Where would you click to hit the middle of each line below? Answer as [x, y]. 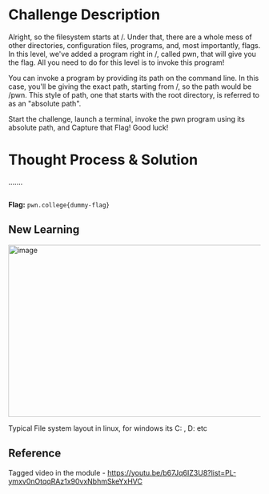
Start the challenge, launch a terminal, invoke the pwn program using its [127, 118]
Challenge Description [84, 15]
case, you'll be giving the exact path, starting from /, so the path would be [130, 86]
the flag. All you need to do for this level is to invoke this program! [116, 62]
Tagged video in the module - [57, 472]
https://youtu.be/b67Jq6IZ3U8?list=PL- [172, 472]
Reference [35, 454]
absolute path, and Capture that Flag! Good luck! [88, 127]
